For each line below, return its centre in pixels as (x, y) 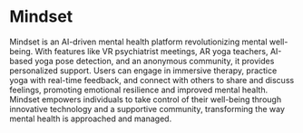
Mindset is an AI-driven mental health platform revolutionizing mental (138, 42)
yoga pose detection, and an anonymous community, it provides (155, 61)
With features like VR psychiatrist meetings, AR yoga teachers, (151, 51)
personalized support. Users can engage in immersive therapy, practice (143, 71)
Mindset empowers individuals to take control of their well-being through (146, 99)
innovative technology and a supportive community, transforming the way (147, 109)
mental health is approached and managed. (91, 119)
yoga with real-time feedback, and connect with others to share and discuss (152, 80)
